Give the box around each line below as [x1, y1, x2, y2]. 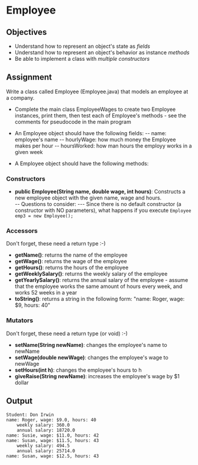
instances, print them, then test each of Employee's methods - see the [14, 112, 186, 119]
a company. [6, 94, 35, 101]
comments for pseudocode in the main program [14, 118, 131, 125]
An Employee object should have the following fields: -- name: [14, 129, 167, 136]
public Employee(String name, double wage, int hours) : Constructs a [14, 188, 186, 195]
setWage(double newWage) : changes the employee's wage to [14, 353, 168, 361]
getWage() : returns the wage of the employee [14, 258, 127, 265]
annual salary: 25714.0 [17, 448, 76, 454]
